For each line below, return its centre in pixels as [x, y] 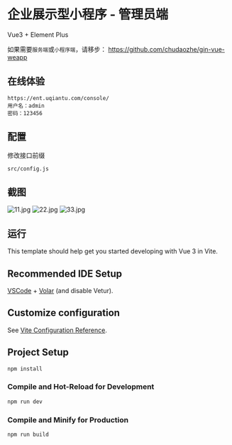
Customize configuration [64, 313]
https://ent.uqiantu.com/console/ [59, 98]
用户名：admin [26, 106]
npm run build [28, 434]
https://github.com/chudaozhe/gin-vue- [166, 49]
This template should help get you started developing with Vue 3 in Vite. [113, 251]
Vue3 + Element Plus [38, 34]
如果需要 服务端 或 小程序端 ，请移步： [57, 49]
